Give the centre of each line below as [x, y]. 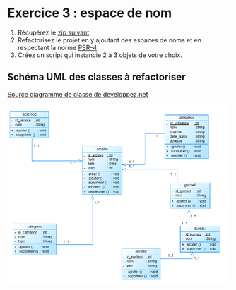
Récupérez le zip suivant [53, 32]
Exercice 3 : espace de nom [90, 13]
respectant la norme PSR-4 [57, 47]
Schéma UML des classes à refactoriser [96, 77]
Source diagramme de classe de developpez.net [78, 94]
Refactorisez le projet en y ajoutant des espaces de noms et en [109, 40]
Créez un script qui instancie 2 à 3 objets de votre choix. [100, 55]
